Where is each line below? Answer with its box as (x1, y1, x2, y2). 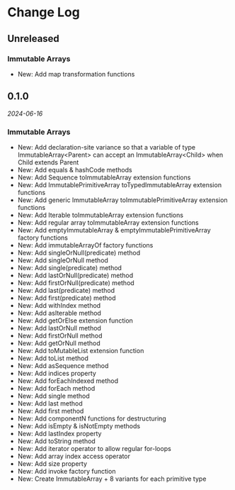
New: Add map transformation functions (17, 69, 135, 78)
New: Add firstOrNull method (17, 331, 103, 340)
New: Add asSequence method (17, 361, 109, 369)
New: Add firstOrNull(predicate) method (17, 278, 134, 287)
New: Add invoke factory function (17, 467, 116, 475)
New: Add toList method (17, 354, 88, 362)
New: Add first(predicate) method (17, 294, 116, 302)
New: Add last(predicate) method (17, 286, 115, 294)
